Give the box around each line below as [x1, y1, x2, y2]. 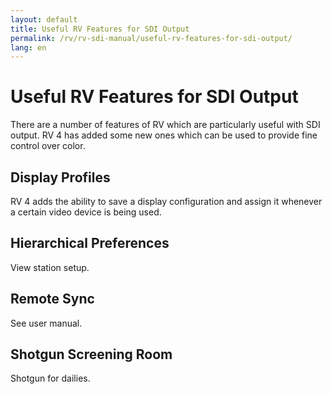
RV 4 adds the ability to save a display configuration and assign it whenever [10, 196, 323, 207]
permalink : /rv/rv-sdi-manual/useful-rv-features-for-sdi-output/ [10, 33, 293, 43]
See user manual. [10, 317, 83, 329]
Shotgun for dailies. [10, 372, 91, 385]
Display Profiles [10, 169, 111, 186]
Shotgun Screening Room [10, 346, 173, 363]
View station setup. [10, 261, 90, 273]
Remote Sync [10, 291, 95, 308]
